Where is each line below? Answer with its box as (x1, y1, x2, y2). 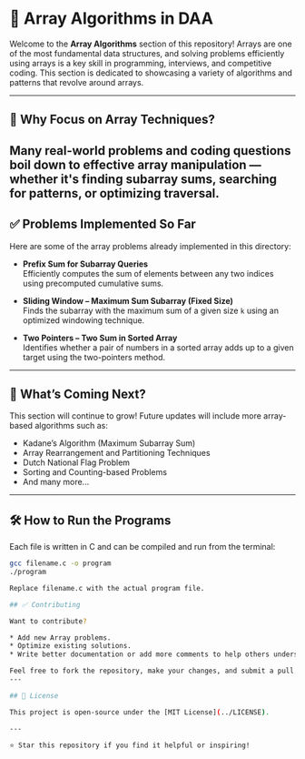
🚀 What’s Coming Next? (9, 386, 147, 401)
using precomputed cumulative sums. (22, 278, 164, 288)
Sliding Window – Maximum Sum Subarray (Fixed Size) (22, 295, 234, 306)
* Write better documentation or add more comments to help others (9, 650, 271, 659)
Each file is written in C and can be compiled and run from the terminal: (9, 541, 276, 552)
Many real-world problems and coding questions (9, 143, 291, 158)
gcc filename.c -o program (9, 559, 112, 568)
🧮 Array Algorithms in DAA (9, 8, 213, 29)
